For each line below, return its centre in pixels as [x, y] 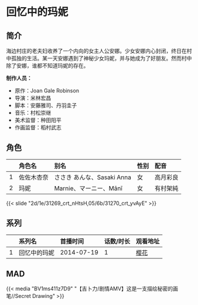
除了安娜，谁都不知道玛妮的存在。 [47, 66]
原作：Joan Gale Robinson [47, 91]
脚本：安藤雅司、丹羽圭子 [46, 105]
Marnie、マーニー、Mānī [88, 188]
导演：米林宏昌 [33, 98]
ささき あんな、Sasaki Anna [93, 177]
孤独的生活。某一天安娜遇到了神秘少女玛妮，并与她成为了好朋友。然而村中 [101, 58]
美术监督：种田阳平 [38, 120]
